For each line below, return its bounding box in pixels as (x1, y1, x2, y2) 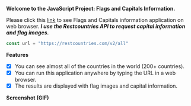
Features (6, 51, 28, 58)
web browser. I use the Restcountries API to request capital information (6, 23, 186, 30)
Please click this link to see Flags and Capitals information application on (6, 17, 184, 23)
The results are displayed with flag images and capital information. (14, 82, 178, 89)
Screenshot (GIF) (6, 94, 49, 101)
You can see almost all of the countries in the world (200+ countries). (14, 62, 185, 70)
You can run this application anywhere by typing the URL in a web (14, 69, 176, 76)
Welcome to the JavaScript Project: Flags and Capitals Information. (6, 5, 176, 12)
